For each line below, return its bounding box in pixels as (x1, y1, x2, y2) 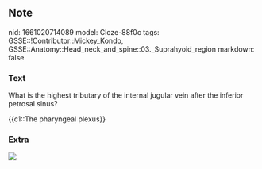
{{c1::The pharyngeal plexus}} (8, 114, 106, 124)
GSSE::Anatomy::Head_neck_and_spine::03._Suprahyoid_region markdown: (8, 44, 255, 54)
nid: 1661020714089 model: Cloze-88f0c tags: (8, 27, 160, 36)
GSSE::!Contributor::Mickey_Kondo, (8, 36, 124, 45)
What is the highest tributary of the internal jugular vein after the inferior (8, 90, 244, 100)
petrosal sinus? (8, 99, 58, 109)
